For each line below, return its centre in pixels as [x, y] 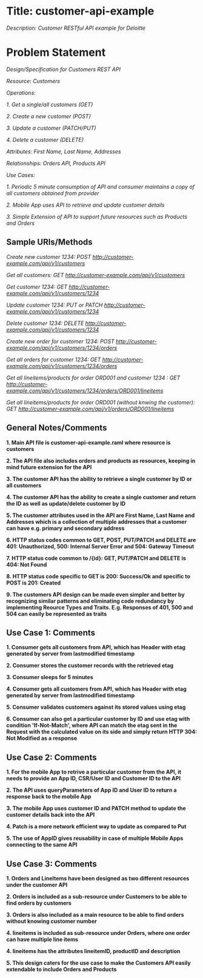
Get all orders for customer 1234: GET [54, 360]
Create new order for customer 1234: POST [61, 341]
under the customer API [37, 885]
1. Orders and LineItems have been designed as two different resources [98, 878]
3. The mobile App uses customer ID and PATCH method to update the [96, 808]
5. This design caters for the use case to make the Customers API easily [98, 963]
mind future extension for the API [49, 467]
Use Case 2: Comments [52, 757]
